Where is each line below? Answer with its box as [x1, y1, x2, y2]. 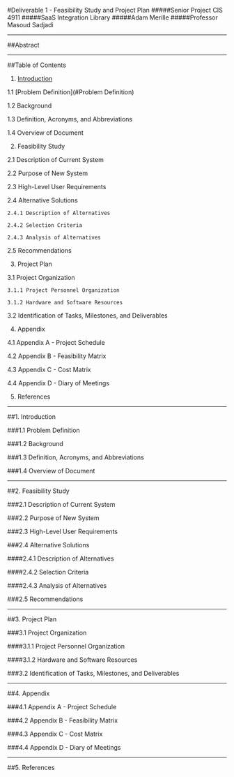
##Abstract [7, 41, 40, 49]
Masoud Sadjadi [7, 21, 54, 29]
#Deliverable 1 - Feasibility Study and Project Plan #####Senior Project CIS [7, 6, 223, 14]
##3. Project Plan [7, 615, 57, 623]
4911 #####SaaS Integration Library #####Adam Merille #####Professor [7, 13, 218, 22]
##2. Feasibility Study [7, 487, 70, 495]
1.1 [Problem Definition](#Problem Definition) [7, 88, 134, 96]
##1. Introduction [7, 413, 56, 421]
